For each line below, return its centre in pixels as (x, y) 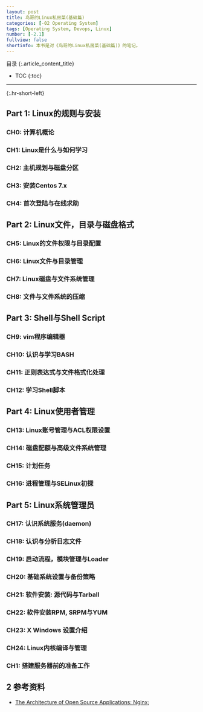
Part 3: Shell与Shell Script (56, 318)
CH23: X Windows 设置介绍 (47, 630)
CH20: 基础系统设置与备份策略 (51, 577)
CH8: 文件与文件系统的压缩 (46, 296)
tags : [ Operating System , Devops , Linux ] (59, 29)
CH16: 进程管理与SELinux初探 (50, 483)
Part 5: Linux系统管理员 (50, 505)
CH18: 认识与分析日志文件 (44, 541)
